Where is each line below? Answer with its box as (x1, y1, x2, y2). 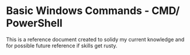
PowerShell (6, 16, 63, 30)
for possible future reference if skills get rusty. (6, 42, 118, 49)
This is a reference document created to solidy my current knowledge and (6, 36, 185, 43)
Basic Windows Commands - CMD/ (6, 4, 180, 18)
